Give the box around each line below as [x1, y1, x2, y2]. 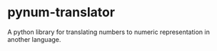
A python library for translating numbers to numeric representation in [7, 28, 211, 36]
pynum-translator [7, 4, 116, 21]
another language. [7, 35, 61, 43]
